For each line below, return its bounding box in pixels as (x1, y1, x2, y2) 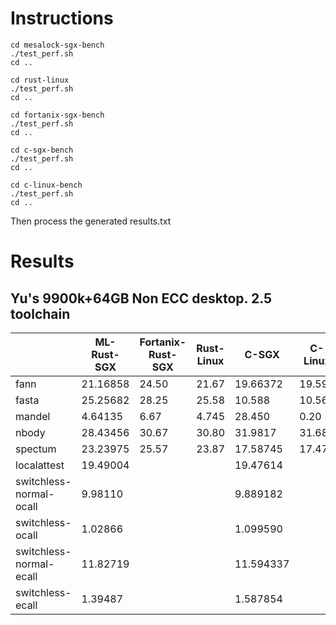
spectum (15, 442, 57, 456)
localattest (15, 458, 65, 472)
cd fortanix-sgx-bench (10, 110, 105, 120)
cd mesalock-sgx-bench (10, 40, 105, 50)
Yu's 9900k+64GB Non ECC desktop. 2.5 (10, 290, 273, 307)
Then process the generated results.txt (10, 215, 172, 227)
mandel (15, 409, 51, 423)
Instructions (10, 7, 114, 30)
